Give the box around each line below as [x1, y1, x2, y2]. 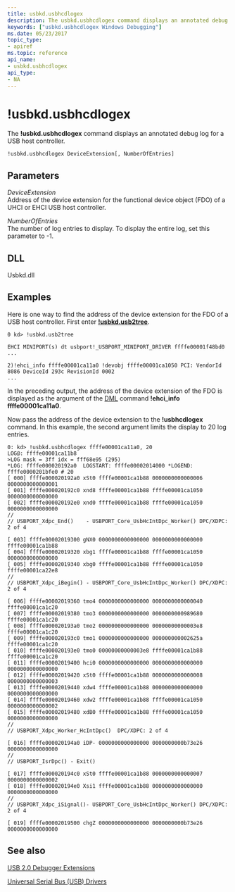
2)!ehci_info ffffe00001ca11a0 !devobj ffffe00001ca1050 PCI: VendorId [7, 362, 222, 369]
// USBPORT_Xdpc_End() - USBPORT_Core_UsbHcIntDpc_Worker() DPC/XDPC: [7, 517, 229, 524]
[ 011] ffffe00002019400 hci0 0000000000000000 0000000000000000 [7, 659, 203, 666]
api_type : [7, 69, 37, 76]
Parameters [7, 170, 60, 182]
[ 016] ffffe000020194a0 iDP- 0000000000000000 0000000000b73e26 [7, 739, 203, 746]
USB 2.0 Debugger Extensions [7, 863, 96, 872]
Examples [7, 291, 51, 303]
